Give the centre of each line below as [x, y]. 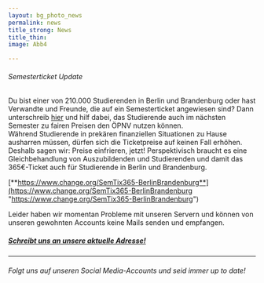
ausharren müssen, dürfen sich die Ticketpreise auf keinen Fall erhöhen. [125, 143]
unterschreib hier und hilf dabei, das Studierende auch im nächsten [117, 118]
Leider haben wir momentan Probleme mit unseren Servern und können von [131, 214]
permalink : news [35, 23]
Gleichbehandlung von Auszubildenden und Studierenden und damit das [126, 159]
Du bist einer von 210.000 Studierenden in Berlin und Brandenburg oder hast [132, 101]
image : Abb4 [27, 45]
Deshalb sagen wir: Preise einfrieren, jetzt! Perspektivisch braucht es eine [128, 151]
